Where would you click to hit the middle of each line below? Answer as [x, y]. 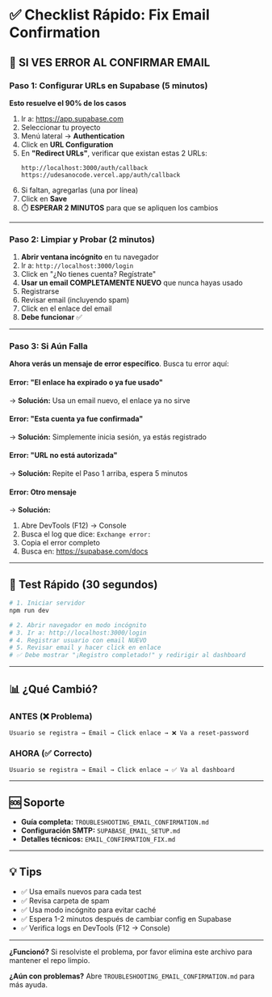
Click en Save [44, 198]
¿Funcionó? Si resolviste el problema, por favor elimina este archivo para [131, 952]
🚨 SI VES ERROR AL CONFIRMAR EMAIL [110, 62]
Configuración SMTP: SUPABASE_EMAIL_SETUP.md [100, 830]
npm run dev [29, 610]
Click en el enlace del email [66, 308]
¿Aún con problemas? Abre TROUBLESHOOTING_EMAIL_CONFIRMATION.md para [132, 976]
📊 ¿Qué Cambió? [54, 689]
